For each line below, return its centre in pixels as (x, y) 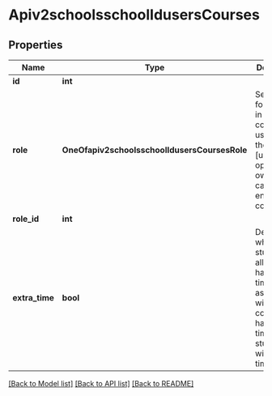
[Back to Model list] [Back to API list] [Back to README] (101, 383)
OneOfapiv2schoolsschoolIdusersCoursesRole (155, 150)
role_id (26, 219)
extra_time (34, 298)
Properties (36, 45)
